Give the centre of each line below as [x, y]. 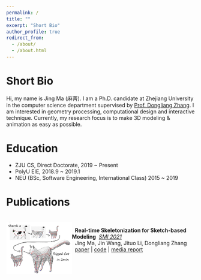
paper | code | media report [109, 249]
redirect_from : [25, 38]
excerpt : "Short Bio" [33, 25]
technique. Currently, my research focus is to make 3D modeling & [88, 118]
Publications [38, 202]
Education [32, 148]
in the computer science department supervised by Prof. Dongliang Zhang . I [100, 105]
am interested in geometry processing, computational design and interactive [100, 112]
